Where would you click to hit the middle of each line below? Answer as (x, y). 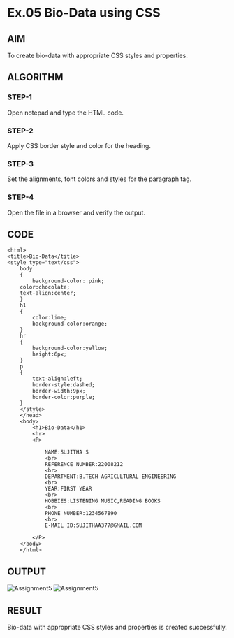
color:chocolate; (45, 287)
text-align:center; (48, 293)
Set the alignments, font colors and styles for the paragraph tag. (100, 179)
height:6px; (50, 354)
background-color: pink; (68, 281)
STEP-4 (21, 197)
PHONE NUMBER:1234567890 (81, 514)
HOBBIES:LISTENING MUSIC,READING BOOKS (102, 501)
